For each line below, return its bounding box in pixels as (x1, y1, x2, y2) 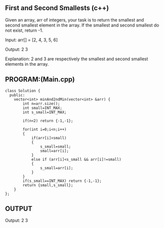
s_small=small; (40, 144, 71, 149)
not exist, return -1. (5, 27, 43, 33)
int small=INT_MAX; (23, 105, 63, 110)
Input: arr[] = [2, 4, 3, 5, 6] (5, 37, 58, 43)
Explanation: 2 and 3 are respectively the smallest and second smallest (5, 56, 148, 62)
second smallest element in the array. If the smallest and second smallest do (5, 22, 159, 28)
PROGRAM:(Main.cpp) (5, 76, 75, 84)
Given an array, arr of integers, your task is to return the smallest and (5, 17, 144, 23)
